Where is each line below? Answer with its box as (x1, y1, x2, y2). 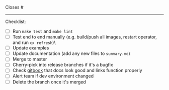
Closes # (5, 4, 24, 10)
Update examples (12, 45, 49, 51)
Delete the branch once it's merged (12, 78, 87, 84)
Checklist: (5, 18, 26, 24)
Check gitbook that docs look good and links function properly (12, 67, 142, 73)
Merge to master (12, 56, 47, 62)
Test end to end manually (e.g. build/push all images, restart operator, (12, 34, 157, 40)
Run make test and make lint (12, 28, 73, 34)
